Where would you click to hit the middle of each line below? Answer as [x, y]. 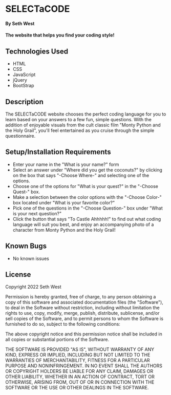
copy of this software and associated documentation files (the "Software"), [84, 302]
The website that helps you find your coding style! [60, 35]
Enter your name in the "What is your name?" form [66, 164]
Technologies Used [37, 51]
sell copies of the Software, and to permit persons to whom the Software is [84, 318]
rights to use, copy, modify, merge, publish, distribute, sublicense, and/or [82, 313]
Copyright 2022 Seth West [33, 287]
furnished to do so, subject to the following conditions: [63, 324]
